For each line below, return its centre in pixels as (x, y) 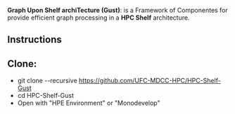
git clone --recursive (47, 81)
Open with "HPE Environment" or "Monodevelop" (89, 103)
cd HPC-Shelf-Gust (46, 96)
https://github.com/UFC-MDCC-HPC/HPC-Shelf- (150, 81)
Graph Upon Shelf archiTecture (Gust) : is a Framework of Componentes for (118, 10)
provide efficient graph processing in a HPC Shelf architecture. (99, 18)
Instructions (34, 40)
